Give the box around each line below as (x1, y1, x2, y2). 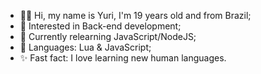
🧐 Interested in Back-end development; (19, 20, 182, 32)
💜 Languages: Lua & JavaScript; (19, 41, 152, 53)
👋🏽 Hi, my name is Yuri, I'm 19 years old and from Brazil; (19, 10, 252, 21)
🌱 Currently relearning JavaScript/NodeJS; (19, 31, 197, 42)
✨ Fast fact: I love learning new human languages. (19, 52, 227, 64)
